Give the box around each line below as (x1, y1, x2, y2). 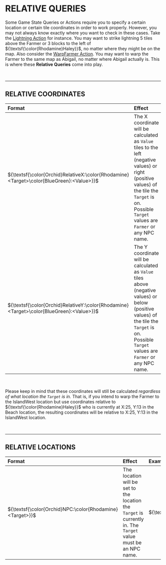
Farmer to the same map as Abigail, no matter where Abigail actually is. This (5, 56, 160, 62)
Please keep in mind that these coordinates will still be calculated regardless (5, 388, 161, 394)
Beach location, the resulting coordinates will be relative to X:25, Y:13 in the (5, 409, 158, 415)
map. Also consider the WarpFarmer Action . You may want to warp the (5, 50, 149, 57)
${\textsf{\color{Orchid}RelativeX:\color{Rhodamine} (7, 171, 129, 178)
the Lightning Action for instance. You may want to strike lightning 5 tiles (5, 35, 153, 41)
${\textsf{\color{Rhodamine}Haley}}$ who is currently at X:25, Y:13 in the (5, 404, 154, 410)
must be (123, 539, 142, 546)
